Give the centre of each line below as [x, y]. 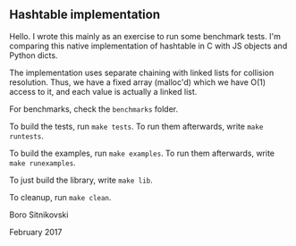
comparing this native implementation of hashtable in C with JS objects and [148, 46]
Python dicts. [34, 55]
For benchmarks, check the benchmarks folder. [94, 109]
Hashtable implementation [85, 15]
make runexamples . [42, 162]
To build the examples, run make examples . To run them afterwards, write [142, 153]
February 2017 [36, 232]
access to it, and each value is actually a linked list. [103, 91]
